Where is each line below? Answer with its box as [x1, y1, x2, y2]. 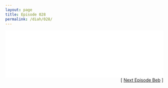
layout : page [5, 7, 33, 12]
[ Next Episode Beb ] [120, 77, 163, 83]
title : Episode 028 [5, 12, 46, 17]
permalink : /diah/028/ [5, 16, 53, 21]
